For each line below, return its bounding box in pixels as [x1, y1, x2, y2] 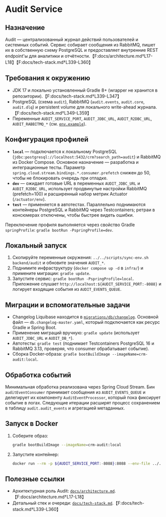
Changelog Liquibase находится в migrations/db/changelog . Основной [12, 314, 159, 320]
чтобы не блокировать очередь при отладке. [12, 175, 108, 181]
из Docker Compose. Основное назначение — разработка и [12, 159, 139, 165]
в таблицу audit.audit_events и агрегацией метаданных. [5, 405, 125, 411]
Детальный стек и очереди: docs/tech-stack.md [12, 500, 112, 506]
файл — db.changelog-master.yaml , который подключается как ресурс [12, 319, 160, 325]
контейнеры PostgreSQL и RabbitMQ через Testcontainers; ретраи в [12, 207, 155, 213]
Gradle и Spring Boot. [12, 325, 57, 331]
